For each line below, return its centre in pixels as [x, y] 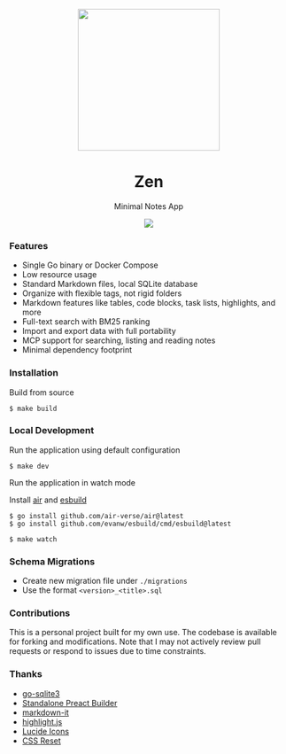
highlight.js [42, 721]
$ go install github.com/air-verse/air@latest [97, 516]
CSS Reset [42, 741]
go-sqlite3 [41, 693]
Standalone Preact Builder [70, 703]
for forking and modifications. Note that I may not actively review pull [135, 641]
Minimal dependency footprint [77, 350]
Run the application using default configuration [95, 450]
